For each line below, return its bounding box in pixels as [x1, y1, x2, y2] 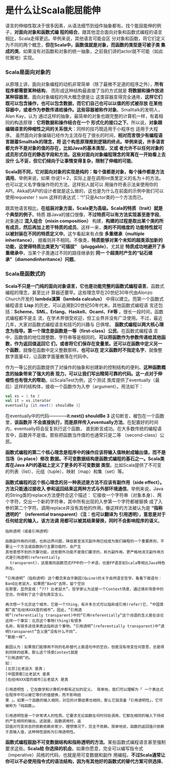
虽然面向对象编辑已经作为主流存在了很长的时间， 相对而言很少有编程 [15, 132, 158, 139]
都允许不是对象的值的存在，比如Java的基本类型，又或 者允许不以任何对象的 [5, 145, 164, 151]
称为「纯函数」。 [9, 704, 38, 709]
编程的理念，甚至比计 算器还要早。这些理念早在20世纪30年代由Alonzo [5, 289, 153, 296]
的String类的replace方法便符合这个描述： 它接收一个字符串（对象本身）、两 [5, 492, 162, 499]
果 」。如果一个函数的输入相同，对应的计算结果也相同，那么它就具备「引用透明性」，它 [5, 698, 159, 703]
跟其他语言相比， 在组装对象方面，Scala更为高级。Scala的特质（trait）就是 [5, 205, 163, 211]
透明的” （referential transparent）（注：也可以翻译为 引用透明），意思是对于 [5, 511, 166, 517]
